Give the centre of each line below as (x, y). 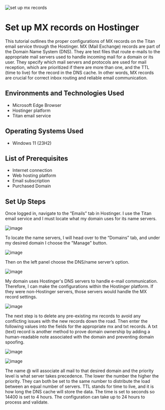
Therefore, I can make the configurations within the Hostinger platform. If (79, 286)
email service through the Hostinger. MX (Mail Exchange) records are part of (83, 46)
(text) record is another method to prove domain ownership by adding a (78, 332)
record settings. (21, 297)
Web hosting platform (34, 175)
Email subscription (31, 181)
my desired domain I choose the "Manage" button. (56, 243)
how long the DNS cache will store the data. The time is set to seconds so (80, 392)
